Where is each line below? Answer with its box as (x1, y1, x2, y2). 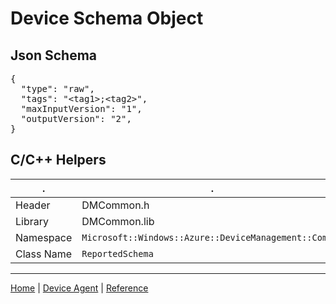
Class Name (15, 247, 73, 261)
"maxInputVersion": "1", (20, 103, 143, 114)
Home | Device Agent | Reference (10, 282, 149, 294)
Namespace (15, 230, 73, 244)
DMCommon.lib (81, 214, 155, 228)
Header (15, 198, 51, 212)
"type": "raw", (20, 83, 95, 94)
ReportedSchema (81, 248, 154, 259)
